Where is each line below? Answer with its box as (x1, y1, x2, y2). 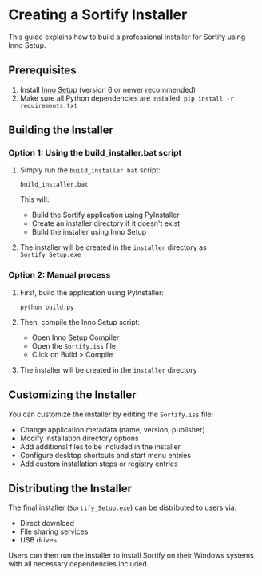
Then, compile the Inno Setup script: (19, 317, 141, 326)
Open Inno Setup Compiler (31, 333, 120, 342)
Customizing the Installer (8, 389, 137, 402)
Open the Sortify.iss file (31, 341, 117, 350)
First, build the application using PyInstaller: (19, 287, 165, 297)
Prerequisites (8, 64, 77, 77)
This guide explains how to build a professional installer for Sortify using (8, 32, 246, 41)
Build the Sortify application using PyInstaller (31, 210, 180, 220)
